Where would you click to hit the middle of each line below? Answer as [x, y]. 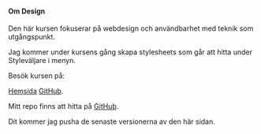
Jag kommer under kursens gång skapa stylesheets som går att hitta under [130, 52]
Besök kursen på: [37, 76]
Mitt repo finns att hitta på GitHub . [63, 106]
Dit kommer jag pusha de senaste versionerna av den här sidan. [112, 121]
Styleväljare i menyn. [42, 61]
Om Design [27, 11]
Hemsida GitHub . [36, 91]
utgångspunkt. [32, 37]
